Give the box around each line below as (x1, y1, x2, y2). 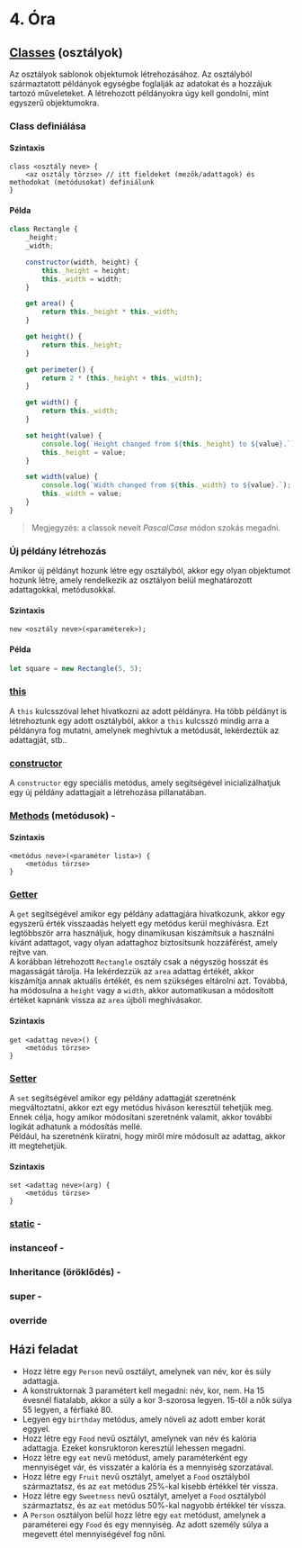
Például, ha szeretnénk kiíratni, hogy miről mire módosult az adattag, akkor (9, 1130, 286, 1141)
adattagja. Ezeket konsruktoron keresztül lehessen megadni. (22, 1442, 246, 1453)
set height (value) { (25, 430, 102, 440)
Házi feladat (9, 1342, 78, 1357)
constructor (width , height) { (25, 258, 139, 267)
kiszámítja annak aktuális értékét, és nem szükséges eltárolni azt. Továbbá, (9, 975, 288, 986)
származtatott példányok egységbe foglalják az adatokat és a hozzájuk (9, 78, 272, 89)
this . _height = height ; (41, 266, 130, 275)
